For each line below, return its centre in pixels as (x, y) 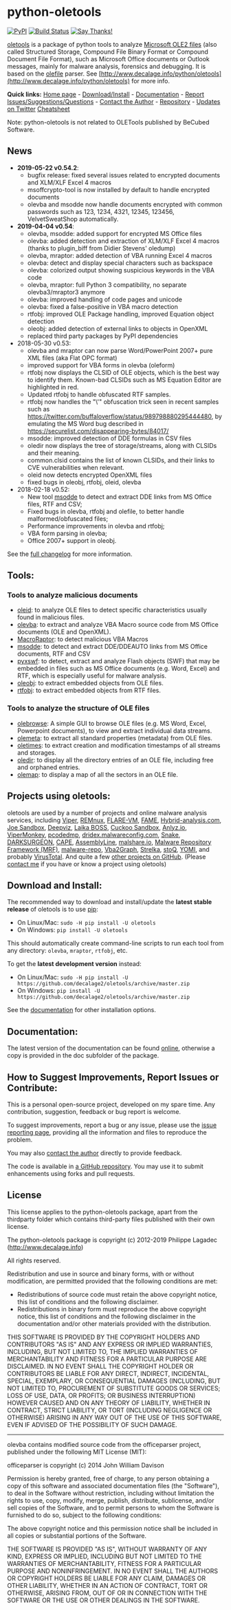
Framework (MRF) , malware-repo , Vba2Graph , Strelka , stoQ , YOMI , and (108, 849)
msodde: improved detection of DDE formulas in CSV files (109, 438)
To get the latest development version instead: (75, 964)
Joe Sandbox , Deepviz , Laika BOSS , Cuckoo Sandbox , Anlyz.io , (97, 827)
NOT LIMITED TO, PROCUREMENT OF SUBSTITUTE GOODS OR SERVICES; (114, 1388)
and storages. (36, 752)
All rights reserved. (34, 1260)
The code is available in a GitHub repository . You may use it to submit (106, 1166)
